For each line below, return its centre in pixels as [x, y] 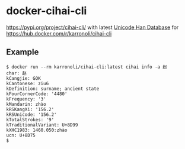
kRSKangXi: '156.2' [30, 109]
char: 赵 [16, 73]
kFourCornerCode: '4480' [37, 94]
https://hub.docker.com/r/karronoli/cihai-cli [59, 33]
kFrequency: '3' [26, 99]
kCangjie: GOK [24, 78]
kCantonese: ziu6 [28, 83]
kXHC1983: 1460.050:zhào [37, 130]
